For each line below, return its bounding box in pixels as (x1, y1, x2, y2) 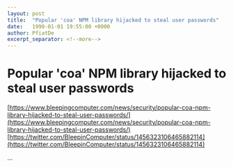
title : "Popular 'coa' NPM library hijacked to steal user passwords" (7, 17, 219, 24)
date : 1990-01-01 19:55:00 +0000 (7, 23, 111, 30)
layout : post (7, 10, 45, 17)
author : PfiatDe (7, 29, 54, 37)
